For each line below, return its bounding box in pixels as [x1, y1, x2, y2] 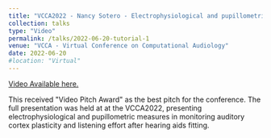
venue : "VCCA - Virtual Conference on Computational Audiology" [8, 42, 229, 50]
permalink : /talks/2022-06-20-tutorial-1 [8, 34, 150, 43]
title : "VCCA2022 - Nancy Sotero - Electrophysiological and [8, 11, 219, 20]
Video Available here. [8, 78, 79, 89]
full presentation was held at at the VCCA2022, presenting [8, 102, 202, 113]
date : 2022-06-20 [8, 49, 67, 57]
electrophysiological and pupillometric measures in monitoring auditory [8, 111, 245, 121]
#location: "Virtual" [8, 57, 81, 65]
